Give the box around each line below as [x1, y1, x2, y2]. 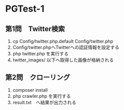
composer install [12, 87, 48, 93]
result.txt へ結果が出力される [12, 99, 77, 105]
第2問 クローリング [5, 73, 70, 82]
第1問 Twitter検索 [5, 24, 65, 33]
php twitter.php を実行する [12, 51, 69, 56]
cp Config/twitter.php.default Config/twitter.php [12, 39, 113, 44]
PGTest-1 [5, 3, 45, 15]
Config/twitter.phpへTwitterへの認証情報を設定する [12, 44, 120, 50]
